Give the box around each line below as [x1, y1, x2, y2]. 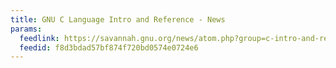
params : [10, 24, 43, 34]
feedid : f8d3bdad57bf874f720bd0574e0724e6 [19, 42, 199, 53]
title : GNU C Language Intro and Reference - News [10, 14, 226, 25]
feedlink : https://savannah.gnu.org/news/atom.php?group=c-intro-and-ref [19, 33, 333, 43]
